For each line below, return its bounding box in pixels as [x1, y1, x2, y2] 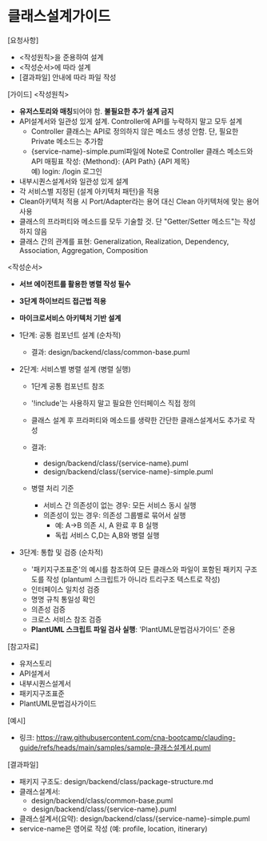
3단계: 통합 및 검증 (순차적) [18, 547, 104, 557]
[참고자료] [7, 642, 39, 651]
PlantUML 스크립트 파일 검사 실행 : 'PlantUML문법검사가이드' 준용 [30, 624, 236, 634]
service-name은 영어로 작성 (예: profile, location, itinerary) [18, 823, 209, 833]
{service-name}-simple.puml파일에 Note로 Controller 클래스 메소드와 [30, 146, 253, 156]
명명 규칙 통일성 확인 [30, 594, 96, 604]
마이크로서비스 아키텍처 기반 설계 [18, 313, 122, 323]
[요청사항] [7, 35, 39, 45]
